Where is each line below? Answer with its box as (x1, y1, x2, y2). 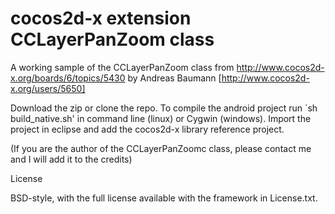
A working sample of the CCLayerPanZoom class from (10, 61, 235, 73)
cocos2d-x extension (10, 7, 192, 30)
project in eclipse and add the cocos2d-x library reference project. (10, 123, 285, 135)
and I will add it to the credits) (10, 153, 133, 165)
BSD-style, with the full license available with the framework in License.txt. (10, 192, 318, 204)
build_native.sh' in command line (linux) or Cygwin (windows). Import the (10, 112, 312, 124)
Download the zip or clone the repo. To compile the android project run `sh (10, 102, 318, 114)
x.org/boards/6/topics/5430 (10, 72, 126, 84)
